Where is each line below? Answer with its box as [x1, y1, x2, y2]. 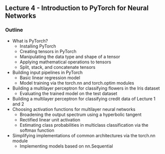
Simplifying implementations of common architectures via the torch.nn [12, 132, 156, 138]
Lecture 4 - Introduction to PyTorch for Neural [5, 4, 149, 12]
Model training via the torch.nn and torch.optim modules [19, 80, 134, 86]
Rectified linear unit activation [19, 116, 81, 123]
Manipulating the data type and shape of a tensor [19, 53, 120, 59]
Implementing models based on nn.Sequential [19, 143, 113, 149]
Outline [5, 27, 23, 34]
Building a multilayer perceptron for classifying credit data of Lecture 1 [12, 96, 156, 102]
